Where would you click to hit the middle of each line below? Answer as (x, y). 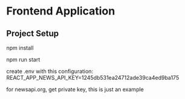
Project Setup (33, 34)
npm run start (23, 59)
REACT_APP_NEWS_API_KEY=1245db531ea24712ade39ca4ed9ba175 (93, 78)
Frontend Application (61, 11)
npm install (20, 48)
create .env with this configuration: (50, 71)
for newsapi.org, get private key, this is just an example (75, 89)
